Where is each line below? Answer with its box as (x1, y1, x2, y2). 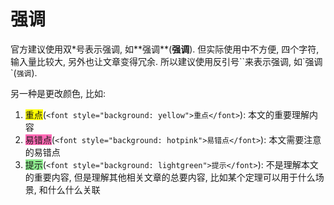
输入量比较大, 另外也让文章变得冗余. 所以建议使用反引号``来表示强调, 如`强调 (10, 55, 323, 67)
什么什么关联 (47, 183, 101, 195)
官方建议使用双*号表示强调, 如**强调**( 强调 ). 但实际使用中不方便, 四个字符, (10, 43, 320, 55)
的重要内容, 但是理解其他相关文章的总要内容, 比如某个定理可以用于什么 (24, 171, 316, 183)
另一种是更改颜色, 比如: (10, 87, 107, 99)
